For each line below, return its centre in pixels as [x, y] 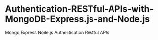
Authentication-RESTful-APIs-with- [79, 9]
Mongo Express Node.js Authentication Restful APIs [57, 32]
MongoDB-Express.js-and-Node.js [78, 19]
